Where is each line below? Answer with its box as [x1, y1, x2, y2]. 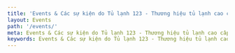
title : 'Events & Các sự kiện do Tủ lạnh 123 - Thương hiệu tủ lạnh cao [7, 10, 224, 17]
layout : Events [7, 17, 52, 23]
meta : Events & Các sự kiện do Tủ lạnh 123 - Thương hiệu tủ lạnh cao [7, 29, 218, 36]
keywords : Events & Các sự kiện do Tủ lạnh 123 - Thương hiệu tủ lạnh [7, 36, 218, 43]
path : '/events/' [7, 23, 58, 30]
